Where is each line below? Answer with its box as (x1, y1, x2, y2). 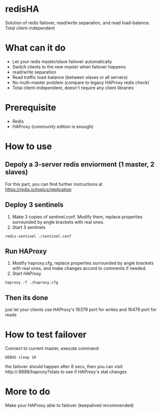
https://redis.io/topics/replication (5, 186, 72, 192)
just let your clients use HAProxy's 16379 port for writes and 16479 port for (5, 307, 157, 312)
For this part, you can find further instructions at (5, 181, 103, 187)
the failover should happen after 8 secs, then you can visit (5, 364, 123, 370)
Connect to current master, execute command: (5, 345, 100, 351)
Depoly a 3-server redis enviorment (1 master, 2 (5, 160, 155, 169)
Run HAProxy (5, 247, 47, 256)
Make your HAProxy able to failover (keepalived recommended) (5, 403, 134, 409)
